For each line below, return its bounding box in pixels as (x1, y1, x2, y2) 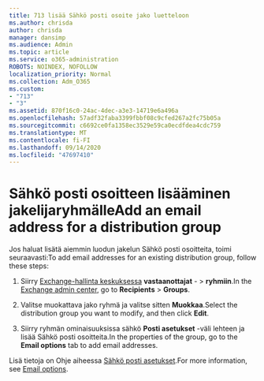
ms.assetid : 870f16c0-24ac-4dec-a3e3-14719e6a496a (9, 107, 179, 115)
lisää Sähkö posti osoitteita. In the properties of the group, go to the (20, 332, 239, 342)
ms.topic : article (9, 48, 69, 56)
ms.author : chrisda (9, 19, 73, 27)
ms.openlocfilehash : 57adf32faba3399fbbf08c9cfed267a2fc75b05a (9, 114, 221, 122)
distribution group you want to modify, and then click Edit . (20, 308, 210, 318)
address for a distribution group (9, 219, 221, 237)
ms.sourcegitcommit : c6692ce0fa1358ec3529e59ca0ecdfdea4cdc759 (9, 121, 221, 129)
